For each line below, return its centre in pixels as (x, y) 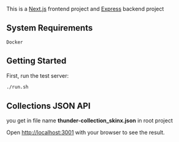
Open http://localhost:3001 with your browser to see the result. (86, 133)
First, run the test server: (38, 75)
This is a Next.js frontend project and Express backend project (85, 9)
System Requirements (50, 28)
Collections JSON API (48, 106)
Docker (15, 42)
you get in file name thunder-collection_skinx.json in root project (89, 121)
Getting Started (36, 61)
